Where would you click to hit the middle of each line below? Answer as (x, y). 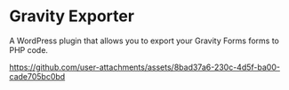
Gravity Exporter (72, 16)
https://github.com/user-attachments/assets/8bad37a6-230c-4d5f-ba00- (144, 67)
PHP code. (29, 49)
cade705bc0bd (37, 76)
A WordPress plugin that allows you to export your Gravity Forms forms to (144, 41)
